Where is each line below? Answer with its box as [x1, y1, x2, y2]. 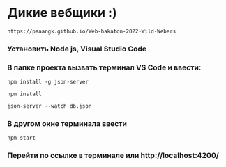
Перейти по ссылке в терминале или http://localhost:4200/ [7, 151, 220, 161]
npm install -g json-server [7, 79, 89, 86]
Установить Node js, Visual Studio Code [7, 44, 147, 54]
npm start [7, 134, 36, 142]
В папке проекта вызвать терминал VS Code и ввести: [7, 63, 202, 72]
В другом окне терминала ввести [7, 119, 128, 129]
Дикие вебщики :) [7, 5, 117, 21]
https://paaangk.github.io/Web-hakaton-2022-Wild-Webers [7, 28, 176, 35]
